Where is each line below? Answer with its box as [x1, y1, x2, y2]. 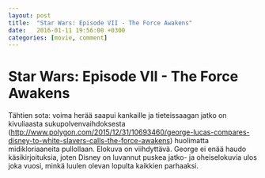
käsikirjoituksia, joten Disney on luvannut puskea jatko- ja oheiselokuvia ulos [8, 153, 257, 162]
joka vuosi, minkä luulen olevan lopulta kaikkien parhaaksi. [8, 161, 199, 171]
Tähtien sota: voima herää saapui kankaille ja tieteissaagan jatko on [8, 111, 227, 120]
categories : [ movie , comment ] [8, 33, 108, 42]
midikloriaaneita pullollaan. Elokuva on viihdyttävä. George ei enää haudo [8, 144, 247, 154]
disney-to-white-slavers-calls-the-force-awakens [8, 136, 171, 146]
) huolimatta [169, 136, 210, 146]
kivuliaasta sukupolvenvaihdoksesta [8, 119, 126, 129]
